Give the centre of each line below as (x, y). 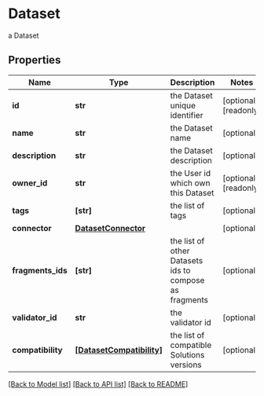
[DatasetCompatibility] (119, 350)
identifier (187, 115)
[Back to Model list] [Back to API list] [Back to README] (98, 384)
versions (186, 365)
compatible (191, 345)
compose (187, 280)
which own (190, 183)
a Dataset (24, 35)
